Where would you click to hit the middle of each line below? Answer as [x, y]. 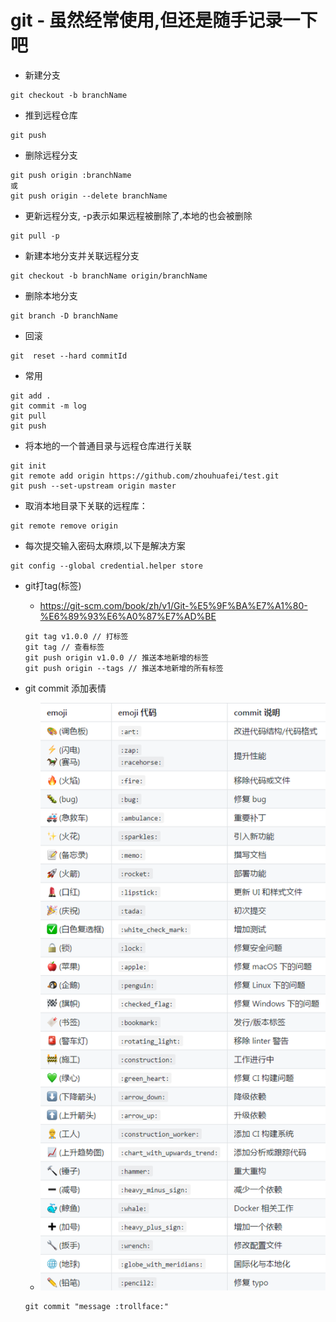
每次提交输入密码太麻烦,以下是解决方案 [105, 545]
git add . [31, 396]
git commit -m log [48, 406]
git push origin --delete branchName [89, 196]
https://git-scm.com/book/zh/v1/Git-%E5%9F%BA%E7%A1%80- [173, 605]
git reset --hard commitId [69, 356]
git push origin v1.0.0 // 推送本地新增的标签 [116, 657]
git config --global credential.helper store [106, 566]
